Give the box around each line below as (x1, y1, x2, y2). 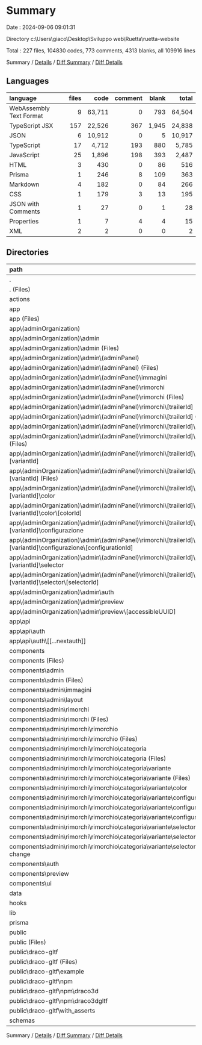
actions (9, 295, 30, 303)
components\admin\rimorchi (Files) (9, 715, 109, 723)
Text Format (9, 111, 43, 120)
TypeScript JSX (9, 121, 54, 129)
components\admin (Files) (9, 676, 84, 684)
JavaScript (9, 151, 40, 159)
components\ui (9, 879, 52, 887)
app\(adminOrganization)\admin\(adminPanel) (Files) (9, 363, 159, 372)
